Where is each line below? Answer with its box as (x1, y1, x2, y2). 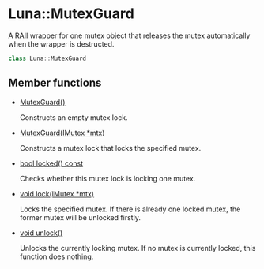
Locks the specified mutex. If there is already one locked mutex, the (19, 204, 241, 214)
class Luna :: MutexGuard (8, 54, 87, 62)
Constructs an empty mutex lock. (19, 112, 128, 122)
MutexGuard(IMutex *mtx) (19, 128, 105, 137)
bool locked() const (19, 159, 84, 168)
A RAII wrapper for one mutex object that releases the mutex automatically (8, 31, 251, 40)
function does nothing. (19, 252, 94, 261)
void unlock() (19, 228, 63, 237)
